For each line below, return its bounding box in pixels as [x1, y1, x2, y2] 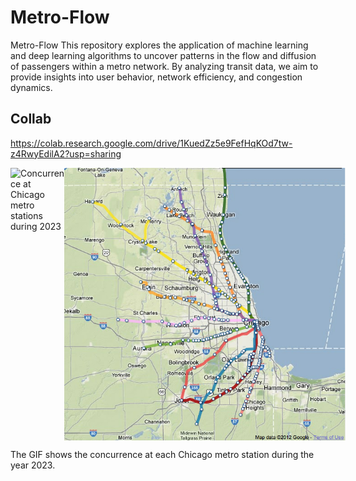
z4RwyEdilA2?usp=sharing [10, 147, 122, 160]
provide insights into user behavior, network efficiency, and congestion [10, 71, 303, 83]
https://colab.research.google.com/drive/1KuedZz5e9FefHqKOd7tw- [10, 137, 293, 149]
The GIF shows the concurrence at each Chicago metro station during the [10, 448, 315, 460]
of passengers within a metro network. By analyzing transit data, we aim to [10, 60, 319, 72]
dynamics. [10, 81, 53, 93]
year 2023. [10, 459, 56, 471]
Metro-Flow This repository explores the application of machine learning [10, 39, 309, 51]
